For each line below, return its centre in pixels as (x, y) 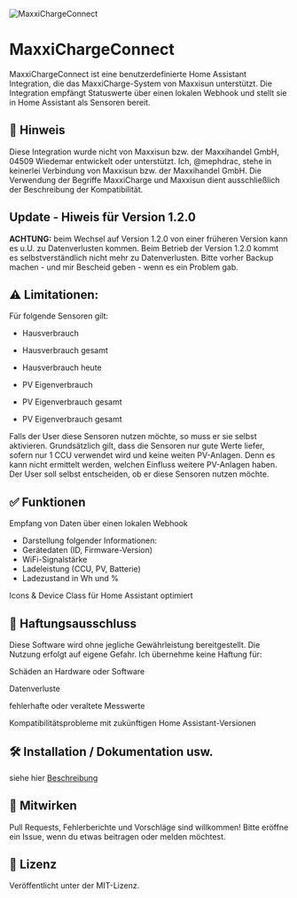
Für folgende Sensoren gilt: (59, 316)
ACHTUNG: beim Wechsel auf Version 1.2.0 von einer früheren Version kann (148, 239)
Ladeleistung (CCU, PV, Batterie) (82, 569)
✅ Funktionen (47, 502)
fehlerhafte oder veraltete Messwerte (77, 706)
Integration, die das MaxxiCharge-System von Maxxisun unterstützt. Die (141, 83)
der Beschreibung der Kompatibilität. (76, 189)
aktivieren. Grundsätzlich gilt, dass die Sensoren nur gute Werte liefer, (137, 446)
